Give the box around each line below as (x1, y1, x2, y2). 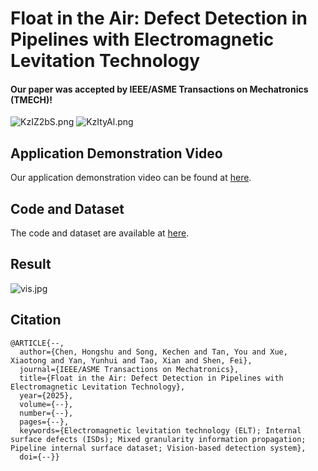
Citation (10, 312, 62, 329)
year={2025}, (19, 390, 74, 401)
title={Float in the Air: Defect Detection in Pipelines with (19, 373, 284, 383)
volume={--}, (19, 399, 74, 409)
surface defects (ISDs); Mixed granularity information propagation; (10, 434, 307, 444)
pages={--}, (19, 417, 70, 427)
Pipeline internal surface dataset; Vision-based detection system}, (10, 443, 307, 453)
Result (10, 256, 52, 273)
